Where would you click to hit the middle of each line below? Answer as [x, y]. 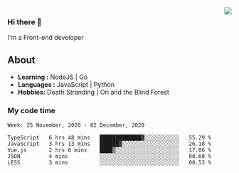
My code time [31, 111]
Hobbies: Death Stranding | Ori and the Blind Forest [93, 93]
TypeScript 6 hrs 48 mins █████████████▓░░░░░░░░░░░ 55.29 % [110, 138]
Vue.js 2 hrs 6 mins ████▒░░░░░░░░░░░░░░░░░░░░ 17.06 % [110, 150]
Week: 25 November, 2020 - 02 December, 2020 [76, 125]
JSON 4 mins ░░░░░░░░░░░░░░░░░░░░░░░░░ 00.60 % [110, 157]
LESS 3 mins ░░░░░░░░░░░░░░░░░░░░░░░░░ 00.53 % [110, 163]
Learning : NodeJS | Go [53, 77]
